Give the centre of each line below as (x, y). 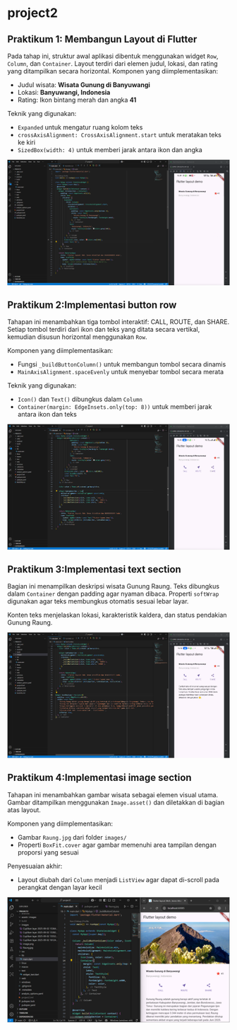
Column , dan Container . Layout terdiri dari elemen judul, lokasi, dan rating (113, 64)
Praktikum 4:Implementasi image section (99, 778)
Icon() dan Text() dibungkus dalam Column (80, 399)
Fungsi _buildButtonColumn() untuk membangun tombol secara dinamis (122, 364)
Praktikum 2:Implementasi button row (92, 305)
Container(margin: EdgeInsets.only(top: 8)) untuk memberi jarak (115, 407)
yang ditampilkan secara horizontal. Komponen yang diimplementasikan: (113, 71)
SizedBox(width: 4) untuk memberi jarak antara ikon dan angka (110, 150)
